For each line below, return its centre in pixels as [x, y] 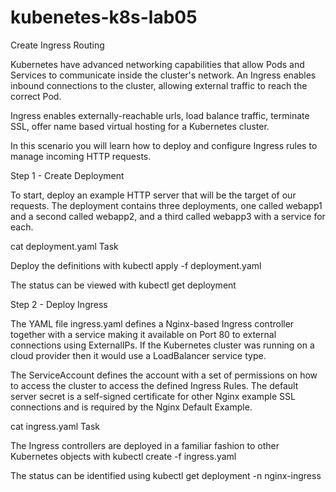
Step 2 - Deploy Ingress [59, 304]
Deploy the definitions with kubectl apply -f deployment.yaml [136, 265]
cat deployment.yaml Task [64, 246]
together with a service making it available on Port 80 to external [143, 334]
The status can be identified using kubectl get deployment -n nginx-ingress [166, 475]
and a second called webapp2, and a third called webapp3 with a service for [168, 216]
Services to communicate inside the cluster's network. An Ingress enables [163, 75]
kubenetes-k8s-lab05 [104, 17]
